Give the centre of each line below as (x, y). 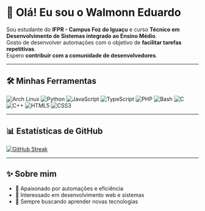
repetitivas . (21, 49)
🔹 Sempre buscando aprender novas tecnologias (77, 202)
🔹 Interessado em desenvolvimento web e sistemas (80, 195)
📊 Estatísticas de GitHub (55, 131)
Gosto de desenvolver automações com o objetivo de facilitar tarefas (94, 42)
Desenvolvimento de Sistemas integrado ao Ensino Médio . (82, 35)
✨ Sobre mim (31, 174)
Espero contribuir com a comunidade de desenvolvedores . (82, 55)
